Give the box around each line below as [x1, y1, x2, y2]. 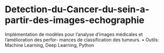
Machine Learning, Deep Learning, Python [5, 42, 94, 48]
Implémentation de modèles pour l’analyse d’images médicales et [5, 31, 143, 37]
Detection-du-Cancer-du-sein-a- [5, 4, 150, 15]
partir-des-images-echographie [5, 14, 145, 26]
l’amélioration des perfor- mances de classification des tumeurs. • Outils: [5, 37, 159, 43]
